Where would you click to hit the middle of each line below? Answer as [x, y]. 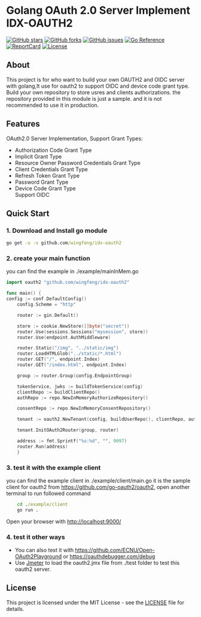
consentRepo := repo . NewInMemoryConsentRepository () [84, 409]
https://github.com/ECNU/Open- [115, 550]
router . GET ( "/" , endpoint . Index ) [59, 360]
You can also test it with [44, 550]
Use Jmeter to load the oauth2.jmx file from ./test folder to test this [97, 563]
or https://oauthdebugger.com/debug [109, 556]
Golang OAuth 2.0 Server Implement [98, 11]
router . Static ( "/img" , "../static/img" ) [68, 348]
